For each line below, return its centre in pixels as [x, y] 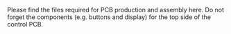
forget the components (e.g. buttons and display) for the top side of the [109, 17]
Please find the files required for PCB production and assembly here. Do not [115, 10]
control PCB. [25, 24]
